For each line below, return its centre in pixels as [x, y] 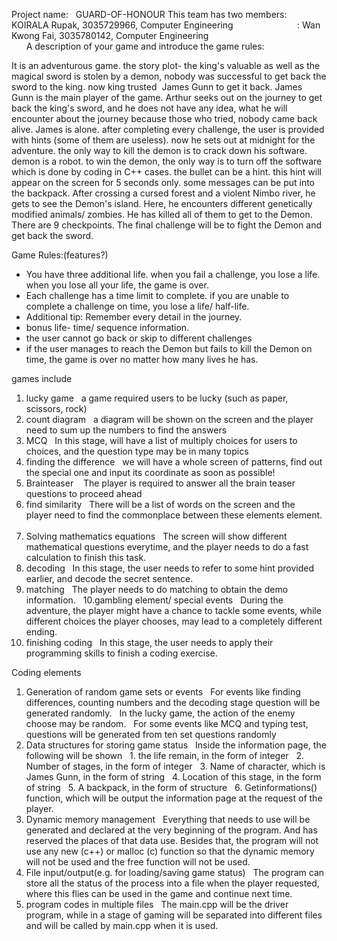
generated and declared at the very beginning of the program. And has [171, 830]
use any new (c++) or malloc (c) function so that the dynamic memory [170, 851]
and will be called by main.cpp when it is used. [122, 925]
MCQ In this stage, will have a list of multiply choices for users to [161, 440]
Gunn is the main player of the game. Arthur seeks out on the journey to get [167, 97]
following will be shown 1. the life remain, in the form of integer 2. [164, 755]
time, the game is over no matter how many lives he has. [142, 359]
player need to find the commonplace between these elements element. [174, 515]
